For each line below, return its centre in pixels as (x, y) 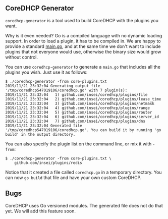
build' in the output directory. (40, 134)
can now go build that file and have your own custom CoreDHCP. (73, 177)
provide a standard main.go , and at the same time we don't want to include (83, 46)
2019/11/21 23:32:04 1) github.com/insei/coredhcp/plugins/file (76, 95)
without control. (21, 57)
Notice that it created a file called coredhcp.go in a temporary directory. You (83, 172)
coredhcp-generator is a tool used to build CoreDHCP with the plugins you (82, 20)
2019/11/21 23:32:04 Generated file (44, 126)
